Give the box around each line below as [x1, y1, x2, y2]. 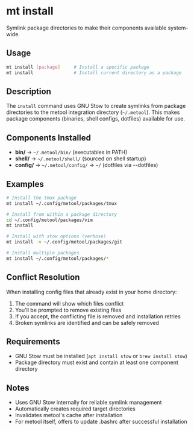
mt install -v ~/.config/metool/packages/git [6, 239, 122, 245]
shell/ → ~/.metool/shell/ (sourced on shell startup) [14, 155, 146, 162]
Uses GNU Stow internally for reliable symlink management [14, 399, 162, 406]
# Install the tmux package [6, 195, 77, 201]
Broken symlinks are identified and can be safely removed [14, 319, 160, 326]
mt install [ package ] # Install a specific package [6, 64, 149, 70]
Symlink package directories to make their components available [6, 24, 167, 31]
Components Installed [6, 133, 92, 143]
